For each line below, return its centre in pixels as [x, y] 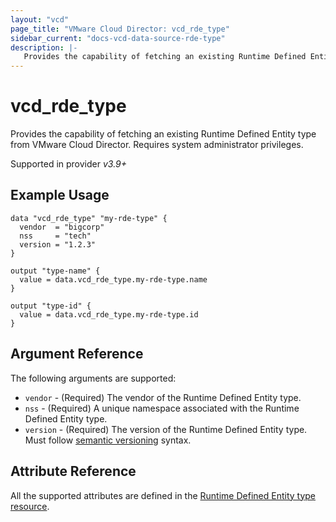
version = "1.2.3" [58, 244]
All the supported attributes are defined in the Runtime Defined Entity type [163, 495]
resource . [30, 506]
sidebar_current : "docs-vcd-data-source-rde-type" [118, 38]
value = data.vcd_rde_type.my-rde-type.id [109, 314]
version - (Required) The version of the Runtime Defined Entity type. [166, 429]
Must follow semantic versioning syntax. [108, 440]
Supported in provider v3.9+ [68, 164]
